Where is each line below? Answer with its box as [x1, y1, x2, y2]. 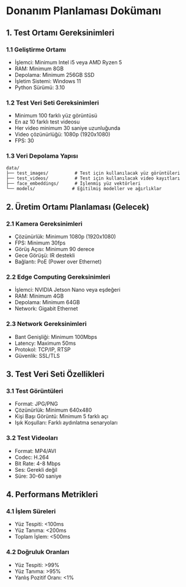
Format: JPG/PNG [14, 400, 58, 407]
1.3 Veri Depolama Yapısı [6, 152, 78, 160]
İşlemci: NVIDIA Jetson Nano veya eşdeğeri [14, 286, 121, 293]
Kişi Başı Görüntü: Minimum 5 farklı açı [14, 413, 109, 420]
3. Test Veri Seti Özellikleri [6, 369, 105, 379]
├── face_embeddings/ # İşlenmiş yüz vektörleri [6, 181, 141, 187]
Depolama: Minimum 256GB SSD [14, 71, 95, 78]
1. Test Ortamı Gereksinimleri [6, 28, 115, 38]
